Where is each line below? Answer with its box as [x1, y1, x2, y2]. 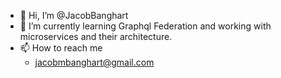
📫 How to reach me [19, 42, 103, 54]
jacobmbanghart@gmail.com [34, 56, 155, 68]
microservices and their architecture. [19, 31, 173, 42]
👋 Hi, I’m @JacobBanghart [19, 10, 129, 21]
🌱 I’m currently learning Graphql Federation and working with [19, 20, 272, 32]
